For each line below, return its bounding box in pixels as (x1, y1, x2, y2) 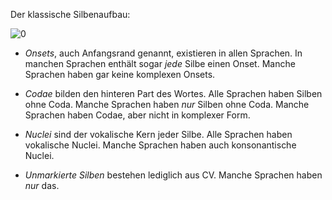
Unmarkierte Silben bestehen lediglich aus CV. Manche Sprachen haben (24, 169, 323, 181)
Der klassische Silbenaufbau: (10, 9, 131, 20)
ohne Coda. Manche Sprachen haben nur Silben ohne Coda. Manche (24, 99, 310, 110)
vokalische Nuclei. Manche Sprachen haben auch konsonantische (24, 139, 297, 151)
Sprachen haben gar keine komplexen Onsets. (24, 69, 216, 80)
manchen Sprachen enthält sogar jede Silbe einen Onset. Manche (24, 58, 296, 69)
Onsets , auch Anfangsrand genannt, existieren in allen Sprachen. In (24, 47, 303, 59)
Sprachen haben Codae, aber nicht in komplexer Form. (24, 109, 251, 121)
